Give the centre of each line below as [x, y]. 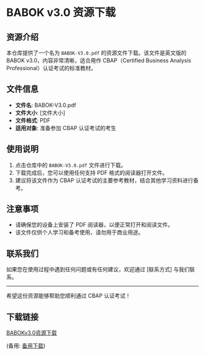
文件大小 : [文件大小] [40, 112]
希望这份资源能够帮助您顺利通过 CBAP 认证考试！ [69, 296]
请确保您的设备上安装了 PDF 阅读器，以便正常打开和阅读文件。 [94, 225]
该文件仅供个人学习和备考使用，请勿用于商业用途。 [79, 232]
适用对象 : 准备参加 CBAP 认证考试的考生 [66, 128]
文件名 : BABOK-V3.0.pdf [45, 105]
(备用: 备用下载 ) [26, 346]
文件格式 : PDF [33, 120]
